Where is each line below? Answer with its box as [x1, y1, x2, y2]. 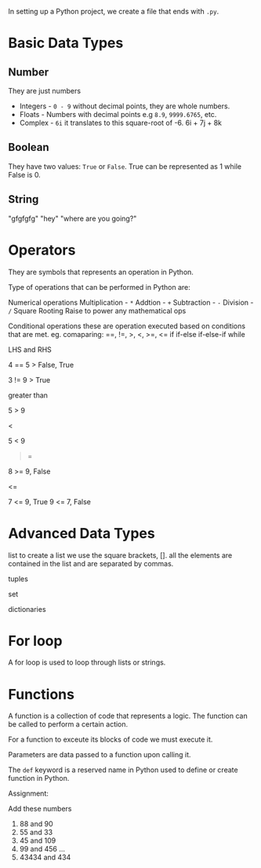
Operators [8, 241, 76, 258]
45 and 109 [19, 836, 56, 845]
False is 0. [8, 170, 41, 179]
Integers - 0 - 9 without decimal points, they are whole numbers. [19, 101, 230, 111]
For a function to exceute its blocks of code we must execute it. [8, 734, 213, 745]
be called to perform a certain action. [8, 720, 129, 729]
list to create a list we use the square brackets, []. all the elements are [8, 550, 233, 560]
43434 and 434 [19, 852, 71, 863]
